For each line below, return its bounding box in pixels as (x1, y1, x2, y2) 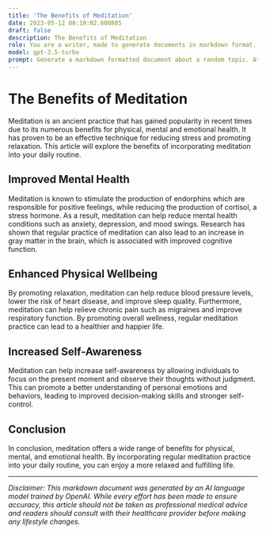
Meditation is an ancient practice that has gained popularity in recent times (8, 116, 253, 125)
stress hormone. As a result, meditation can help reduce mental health (8, 211, 237, 220)
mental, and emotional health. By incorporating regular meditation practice (8, 452, 251, 462)
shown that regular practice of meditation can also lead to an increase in (8, 227, 245, 237)
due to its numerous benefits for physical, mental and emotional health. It (8, 124, 247, 134)
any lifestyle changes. (8, 517, 81, 527)
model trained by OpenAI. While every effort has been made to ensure (8, 492, 237, 502)
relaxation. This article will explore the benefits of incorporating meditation (8, 141, 251, 151)
